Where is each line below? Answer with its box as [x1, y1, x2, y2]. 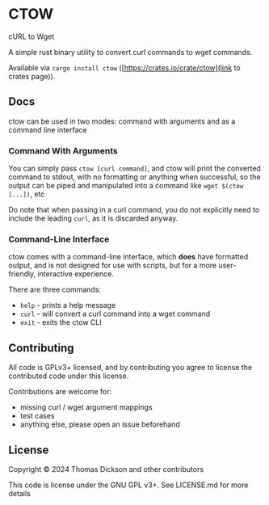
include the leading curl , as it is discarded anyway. [8, 213, 179, 223]
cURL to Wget [8, 32, 55, 41]
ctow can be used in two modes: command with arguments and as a [8, 116, 236, 126]
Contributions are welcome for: [8, 387, 112, 397]
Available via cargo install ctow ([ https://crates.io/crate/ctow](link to [8, 62, 241, 73]
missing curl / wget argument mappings [19, 402, 153, 412]
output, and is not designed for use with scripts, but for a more [8, 260, 216, 271]
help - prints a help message [19, 301, 116, 310]
